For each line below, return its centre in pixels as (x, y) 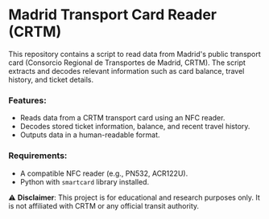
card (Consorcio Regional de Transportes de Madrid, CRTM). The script (127, 63)
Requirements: (38, 156)
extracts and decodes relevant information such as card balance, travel (126, 71)
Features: (27, 100)
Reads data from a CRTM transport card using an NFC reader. (122, 118)
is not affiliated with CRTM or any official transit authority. (104, 205)
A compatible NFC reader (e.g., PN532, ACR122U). (104, 173)
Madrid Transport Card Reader (113, 15)
